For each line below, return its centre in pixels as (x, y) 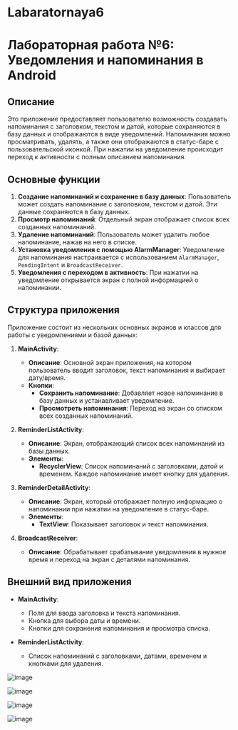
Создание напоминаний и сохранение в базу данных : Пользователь (124, 196)
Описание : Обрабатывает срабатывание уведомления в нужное (127, 551)
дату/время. (47, 377)
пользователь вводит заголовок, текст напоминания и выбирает (127, 370)
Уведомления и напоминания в (105, 60)
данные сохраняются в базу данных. (74, 212)
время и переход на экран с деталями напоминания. (109, 559)
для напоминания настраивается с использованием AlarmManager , (118, 257)
